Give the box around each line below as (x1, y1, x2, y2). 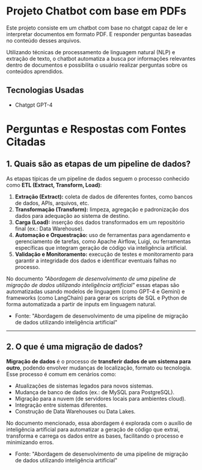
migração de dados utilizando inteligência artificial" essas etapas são (6, 281, 180, 288)
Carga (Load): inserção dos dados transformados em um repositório (14, 218, 185, 226)
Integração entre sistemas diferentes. (14, 401, 108, 409)
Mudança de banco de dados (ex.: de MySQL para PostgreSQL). (14, 388, 175, 395)
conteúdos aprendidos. (6, 67, 64, 75)
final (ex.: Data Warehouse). (14, 224, 84, 232)
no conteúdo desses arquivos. (6, 37, 81, 44)
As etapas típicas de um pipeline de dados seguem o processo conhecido (6, 175, 190, 182)
